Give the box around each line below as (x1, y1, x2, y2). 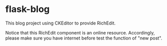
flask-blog (5, 3, 50, 15)
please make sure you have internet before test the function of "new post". (5, 35, 162, 41)
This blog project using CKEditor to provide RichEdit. (5, 20, 116, 26)
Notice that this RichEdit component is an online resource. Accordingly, (5, 29, 155, 35)
